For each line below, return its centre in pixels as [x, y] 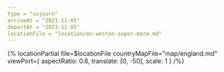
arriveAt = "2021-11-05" [44, 20]
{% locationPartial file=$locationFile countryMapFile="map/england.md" [112, 54]
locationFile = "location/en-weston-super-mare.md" [85, 34]
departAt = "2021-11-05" [44, 27]
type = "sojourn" [33, 14]
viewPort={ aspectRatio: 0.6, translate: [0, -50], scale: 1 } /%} [96, 61]
